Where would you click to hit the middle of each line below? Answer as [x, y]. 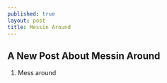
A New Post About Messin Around [84, 56]
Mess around [37, 73]
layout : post [27, 21]
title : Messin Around [39, 27]
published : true [31, 14]
